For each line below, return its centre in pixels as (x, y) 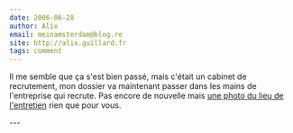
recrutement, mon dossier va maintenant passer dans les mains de (133, 86)
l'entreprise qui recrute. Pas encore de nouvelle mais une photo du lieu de (146, 96)
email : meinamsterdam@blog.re (66, 34)
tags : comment (36, 51)
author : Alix (34, 26)
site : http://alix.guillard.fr (68, 43)
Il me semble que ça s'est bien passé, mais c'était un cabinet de (128, 76)
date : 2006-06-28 (42, 18)
